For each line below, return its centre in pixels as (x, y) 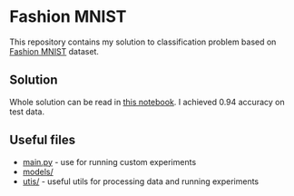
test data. (27, 112)
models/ (38, 171)
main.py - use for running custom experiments (109, 162)
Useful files (42, 140)
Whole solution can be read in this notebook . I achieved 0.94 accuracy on (147, 102)
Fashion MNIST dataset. (54, 51)
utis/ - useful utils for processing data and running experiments (141, 181)
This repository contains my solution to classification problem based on (143, 42)
